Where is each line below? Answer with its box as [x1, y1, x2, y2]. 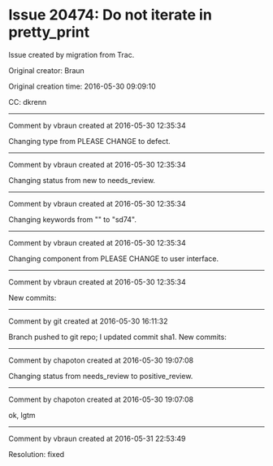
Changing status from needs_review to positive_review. [8, 371, 193, 381]
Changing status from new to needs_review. [8, 175, 156, 185]
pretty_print [8, 23, 90, 41]
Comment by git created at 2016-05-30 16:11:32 [8, 316, 168, 326]
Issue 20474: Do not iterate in [8, 6, 213, 24]
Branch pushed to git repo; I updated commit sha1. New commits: [8, 332, 227, 342]
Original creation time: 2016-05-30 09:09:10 [8, 81, 156, 91]
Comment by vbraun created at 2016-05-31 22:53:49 [8, 433, 186, 443]
